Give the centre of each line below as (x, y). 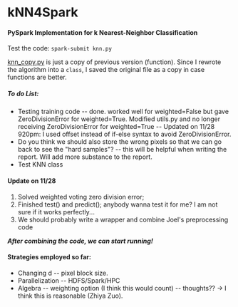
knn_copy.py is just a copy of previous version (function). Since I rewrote (114, 62)
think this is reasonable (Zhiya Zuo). (70, 296)
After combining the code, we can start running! (80, 241)
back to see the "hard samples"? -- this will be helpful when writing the (122, 150)
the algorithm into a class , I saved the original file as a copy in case (106, 70)
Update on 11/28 (32, 181)
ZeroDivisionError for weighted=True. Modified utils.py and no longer (119, 119)
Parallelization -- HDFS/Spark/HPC (69, 280)
